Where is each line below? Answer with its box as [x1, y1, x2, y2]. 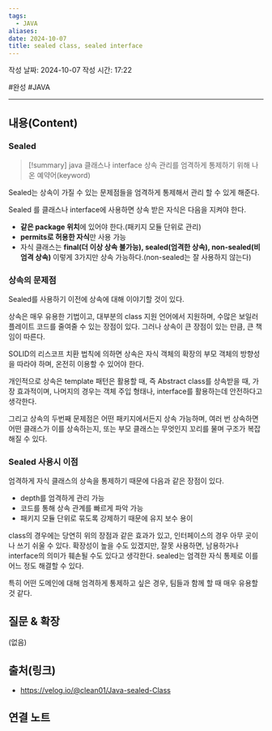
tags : [8, 11, 27, 20]
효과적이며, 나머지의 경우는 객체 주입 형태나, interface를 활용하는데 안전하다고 [16, 386, 263, 397]
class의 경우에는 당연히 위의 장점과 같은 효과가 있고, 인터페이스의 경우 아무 [8, 531, 244, 541]
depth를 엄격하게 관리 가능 [19, 493, 105, 503]
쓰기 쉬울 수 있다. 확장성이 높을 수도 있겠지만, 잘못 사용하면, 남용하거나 [16, 541, 239, 550]
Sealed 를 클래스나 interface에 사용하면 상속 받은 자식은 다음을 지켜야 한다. [8, 204, 247, 215]
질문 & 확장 [8, 614, 61, 628]
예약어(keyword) [36, 170, 91, 180]
